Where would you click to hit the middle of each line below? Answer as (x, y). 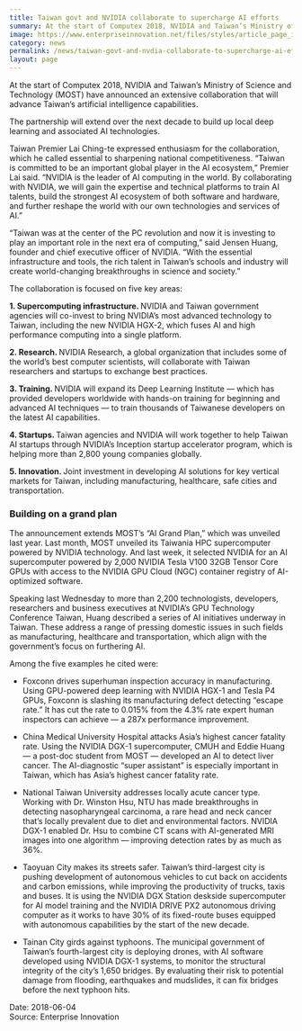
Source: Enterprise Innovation (64, 1017)
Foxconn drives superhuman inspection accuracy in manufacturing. (147, 681)
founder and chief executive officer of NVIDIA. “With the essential (131, 252)
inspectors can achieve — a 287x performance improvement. (136, 720)
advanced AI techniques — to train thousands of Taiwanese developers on (147, 408)
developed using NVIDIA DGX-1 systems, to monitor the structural (144, 961)
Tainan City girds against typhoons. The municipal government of (143, 942)
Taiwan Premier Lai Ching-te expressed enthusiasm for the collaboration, (145, 148)
